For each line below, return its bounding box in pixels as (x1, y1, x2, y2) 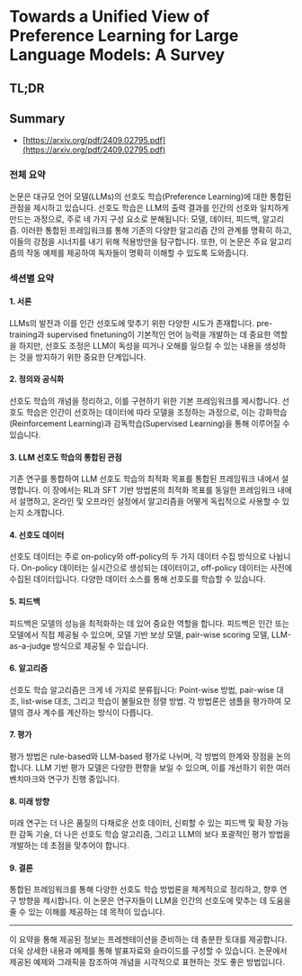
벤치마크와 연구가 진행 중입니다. (9, 773, 120, 785)
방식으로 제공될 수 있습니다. (52, 640, 149, 651)
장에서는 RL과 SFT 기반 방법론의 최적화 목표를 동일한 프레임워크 (52, 485, 276, 496)
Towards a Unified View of (9, 6, 209, 27)
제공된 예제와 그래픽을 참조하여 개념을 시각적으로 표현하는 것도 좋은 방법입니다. (9, 957, 286, 968)
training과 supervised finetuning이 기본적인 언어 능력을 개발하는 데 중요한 (9, 329, 271, 340)
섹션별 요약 (9, 272, 55, 285)
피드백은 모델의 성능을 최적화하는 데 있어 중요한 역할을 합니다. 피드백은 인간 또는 (9, 617, 290, 628)
